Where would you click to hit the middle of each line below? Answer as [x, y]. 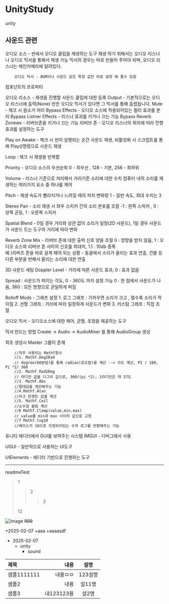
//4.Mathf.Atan [30, 391]
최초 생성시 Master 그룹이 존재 [35, 342]
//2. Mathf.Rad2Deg [35, 371]
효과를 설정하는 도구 [25, 129]
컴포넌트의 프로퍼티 [24, 86]
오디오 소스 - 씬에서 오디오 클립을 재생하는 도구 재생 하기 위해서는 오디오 [76, 54]
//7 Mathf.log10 [31, 420]
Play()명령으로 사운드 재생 [36, 146]
